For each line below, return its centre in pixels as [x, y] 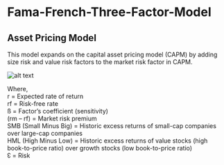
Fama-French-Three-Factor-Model [109, 12]
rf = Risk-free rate [33, 104]
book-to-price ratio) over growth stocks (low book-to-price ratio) [100, 148]
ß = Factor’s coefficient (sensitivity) [58, 111]
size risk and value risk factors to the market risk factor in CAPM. [100, 62]
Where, [18, 89]
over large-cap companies [45, 133]
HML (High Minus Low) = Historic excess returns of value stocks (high [107, 141]
